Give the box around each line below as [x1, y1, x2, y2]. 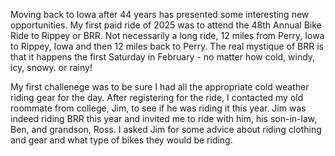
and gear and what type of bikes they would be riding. [10, 134, 233, 146]
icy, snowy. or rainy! [10, 62, 93, 73]
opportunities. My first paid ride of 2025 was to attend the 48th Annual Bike [10, 19, 322, 31]
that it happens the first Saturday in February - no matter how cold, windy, [10, 51, 316, 63]
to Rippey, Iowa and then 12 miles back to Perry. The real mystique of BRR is [10, 40, 324, 52]
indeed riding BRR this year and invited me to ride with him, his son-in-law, [10, 113, 318, 124]
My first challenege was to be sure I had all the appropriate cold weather [10, 81, 310, 93]
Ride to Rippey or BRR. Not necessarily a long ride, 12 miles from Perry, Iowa [10, 30, 325, 41]
